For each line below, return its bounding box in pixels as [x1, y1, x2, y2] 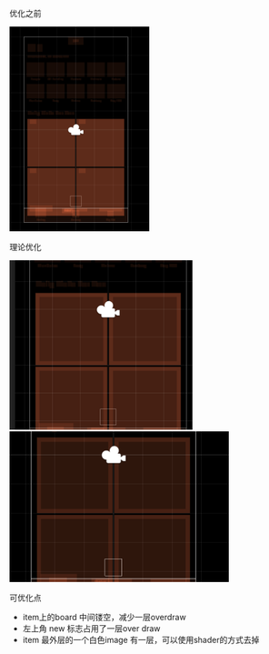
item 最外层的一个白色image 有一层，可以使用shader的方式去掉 [22, 635, 260, 646]
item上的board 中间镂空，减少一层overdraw [22, 612, 186, 623]
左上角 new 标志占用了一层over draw [22, 623, 161, 634]
